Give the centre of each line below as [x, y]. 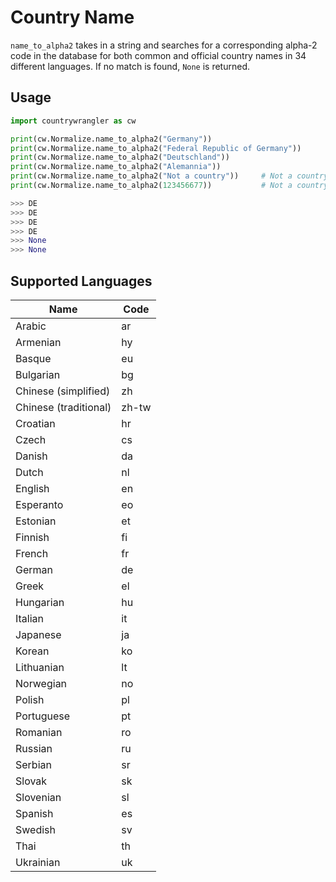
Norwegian [41, 683]
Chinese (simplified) [63, 391]
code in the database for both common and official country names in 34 [158, 55]
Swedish [35, 829]
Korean [32, 651]
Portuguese [43, 716]
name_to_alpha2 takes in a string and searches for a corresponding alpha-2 [164, 45]
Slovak [31, 781]
